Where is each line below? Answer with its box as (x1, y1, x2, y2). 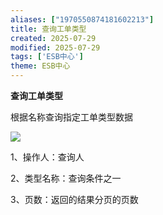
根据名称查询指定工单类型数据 (10, 111, 133, 123)
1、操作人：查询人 (10, 151, 85, 163)
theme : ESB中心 (10, 61, 71, 71)
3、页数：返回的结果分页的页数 (10, 194, 139, 205)
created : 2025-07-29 (10, 33, 97, 43)
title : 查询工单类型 (10, 24, 87, 34)
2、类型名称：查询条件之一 (10, 172, 122, 184)
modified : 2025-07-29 (10, 42, 101, 53)
